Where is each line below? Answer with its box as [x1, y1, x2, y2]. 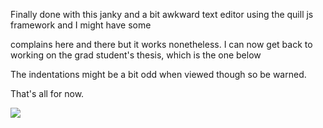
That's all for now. [10, 88, 85, 99]
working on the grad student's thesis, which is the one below [10, 49, 262, 61]
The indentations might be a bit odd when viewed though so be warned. [10, 69, 307, 80]
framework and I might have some [10, 19, 152, 31]
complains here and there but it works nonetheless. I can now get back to [10, 39, 313, 50]
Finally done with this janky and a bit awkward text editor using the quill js [10, 9, 314, 20]
